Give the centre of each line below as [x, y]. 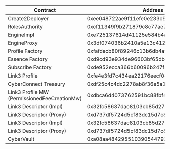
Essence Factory [28, 59]
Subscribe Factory [30, 67]
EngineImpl [21, 35]
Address [153, 10]
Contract [45, 10]
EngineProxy [23, 43]
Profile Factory [25, 51]
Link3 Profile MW [28, 92]
